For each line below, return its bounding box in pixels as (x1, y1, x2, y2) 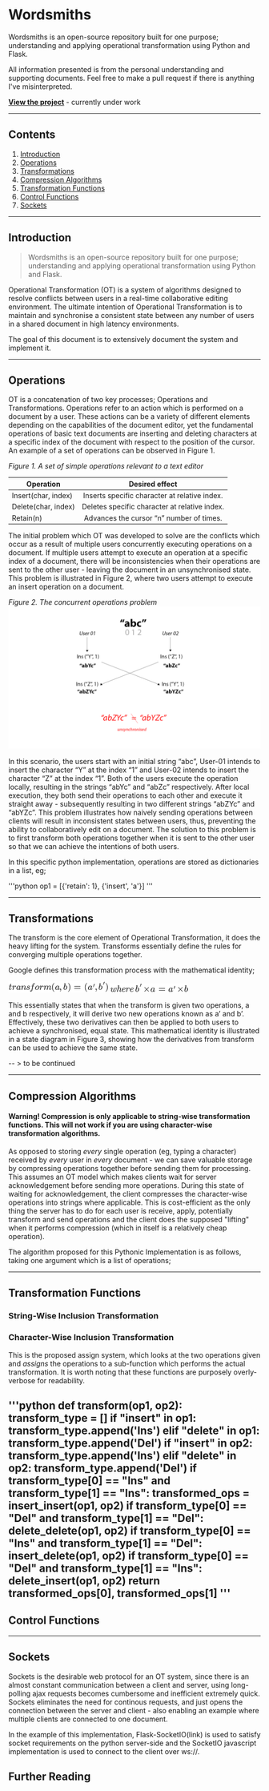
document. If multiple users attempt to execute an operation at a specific (8, 548, 248, 557)
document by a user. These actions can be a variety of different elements (8, 412, 251, 421)
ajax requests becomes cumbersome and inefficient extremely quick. (31, 1688, 260, 1698)
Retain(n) (11, 513, 42, 522)
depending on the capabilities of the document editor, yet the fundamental (8, 421, 254, 430)
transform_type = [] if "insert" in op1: (8, 1411, 197, 1425)
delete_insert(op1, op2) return (8, 1574, 160, 1588)
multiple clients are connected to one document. (8, 1714, 168, 1724)
